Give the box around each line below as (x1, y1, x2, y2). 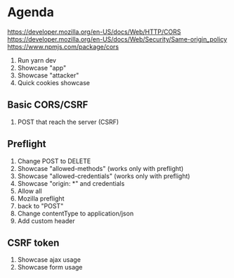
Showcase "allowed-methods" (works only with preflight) (17, 164, 184, 172)
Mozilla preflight (17, 194, 65, 203)
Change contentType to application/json (17, 209, 134, 217)
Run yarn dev (17, 56, 56, 64)
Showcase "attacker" (17, 71, 79, 80)
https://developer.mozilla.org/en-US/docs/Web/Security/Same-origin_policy (7, 34, 228, 43)
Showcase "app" (17, 63, 67, 72)
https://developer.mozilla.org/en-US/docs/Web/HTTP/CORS (7, 27, 181, 36)
